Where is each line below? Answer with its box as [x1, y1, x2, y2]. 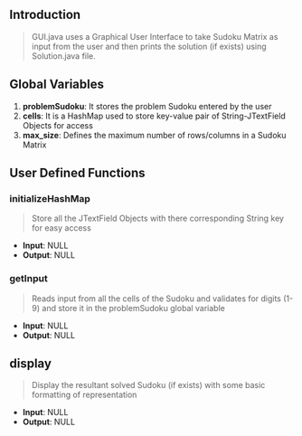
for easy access [31, 223, 92, 233]
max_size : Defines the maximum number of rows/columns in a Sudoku [22, 129, 287, 140]
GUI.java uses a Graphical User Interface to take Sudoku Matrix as [31, 31, 278, 42]
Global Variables [9, 77, 104, 92]
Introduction [9, 7, 81, 23]
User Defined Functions [9, 166, 146, 181]
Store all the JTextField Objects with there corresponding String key [31, 213, 285, 224]
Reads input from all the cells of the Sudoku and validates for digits [31, 293, 282, 304]
